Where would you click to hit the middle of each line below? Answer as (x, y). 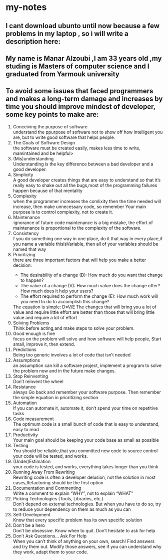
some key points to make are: (52, 115)
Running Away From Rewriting (44, 472)
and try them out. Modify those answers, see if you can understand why (87, 546)
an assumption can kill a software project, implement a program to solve (87, 365)
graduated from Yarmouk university (62, 74)
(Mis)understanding (33, 158)
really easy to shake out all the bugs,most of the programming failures (85, 185)
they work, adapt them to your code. (50, 552)
